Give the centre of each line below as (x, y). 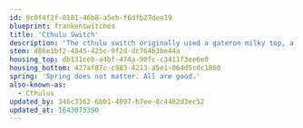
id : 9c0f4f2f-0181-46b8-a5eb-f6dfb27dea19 (91, 18)
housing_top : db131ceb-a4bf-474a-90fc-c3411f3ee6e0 (109, 59)
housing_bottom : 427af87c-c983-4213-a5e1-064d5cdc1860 (115, 69)
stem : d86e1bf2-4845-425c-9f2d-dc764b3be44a (95, 51)
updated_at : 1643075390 (54, 110)
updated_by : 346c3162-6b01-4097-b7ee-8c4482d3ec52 (107, 101)
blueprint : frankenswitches (63, 26)
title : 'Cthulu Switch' (54, 34)
